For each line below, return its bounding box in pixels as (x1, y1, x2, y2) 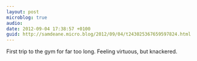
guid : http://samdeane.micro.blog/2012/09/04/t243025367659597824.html (6, 31, 191, 37)
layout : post (6, 8, 39, 15)
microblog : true (6, 14, 47, 21)
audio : (6, 20, 23, 26)
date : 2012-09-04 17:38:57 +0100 (6, 25, 91, 32)
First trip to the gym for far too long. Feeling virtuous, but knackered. (6, 48, 178, 55)
